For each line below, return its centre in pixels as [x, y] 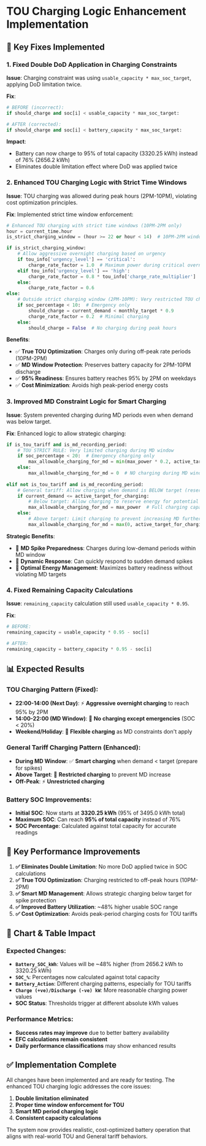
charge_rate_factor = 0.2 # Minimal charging [89, 316]
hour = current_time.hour [39, 231]
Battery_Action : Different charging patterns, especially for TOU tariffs [103, 984]
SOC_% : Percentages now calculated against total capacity [87, 977]
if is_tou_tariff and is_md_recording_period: [67, 444]
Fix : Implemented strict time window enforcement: [70, 214]
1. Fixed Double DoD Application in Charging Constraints [92, 64]
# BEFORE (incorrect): [35, 107]
